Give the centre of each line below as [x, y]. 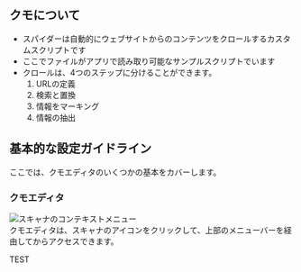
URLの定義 [55, 84]
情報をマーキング [68, 106]
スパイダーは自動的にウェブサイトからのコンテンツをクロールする [145, 39]
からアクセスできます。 [76, 241]
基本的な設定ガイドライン [80, 149]
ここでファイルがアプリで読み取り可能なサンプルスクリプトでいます [149, 61]
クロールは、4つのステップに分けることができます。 [119, 72]
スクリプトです [58, 50]
